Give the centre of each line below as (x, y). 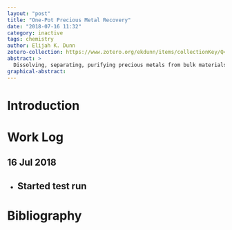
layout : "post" (29, 13)
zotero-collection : (35, 52)
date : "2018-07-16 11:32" (44, 26)
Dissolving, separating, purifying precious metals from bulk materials (120, 65)
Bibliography (45, 215)
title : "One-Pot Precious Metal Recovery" (69, 20)
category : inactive (35, 33)
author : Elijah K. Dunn (41, 46)
